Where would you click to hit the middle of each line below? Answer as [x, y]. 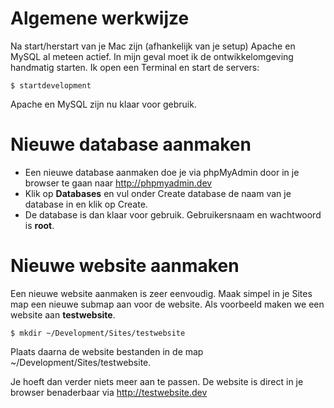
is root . [39, 225]
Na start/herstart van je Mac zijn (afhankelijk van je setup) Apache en [153, 46]
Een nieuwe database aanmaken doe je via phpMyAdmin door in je [162, 172]
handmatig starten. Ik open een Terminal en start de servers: [135, 67]
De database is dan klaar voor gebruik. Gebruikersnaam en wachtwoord [173, 214]
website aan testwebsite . [63, 314]
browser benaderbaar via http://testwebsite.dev [109, 392]
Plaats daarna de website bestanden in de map [107, 351]
